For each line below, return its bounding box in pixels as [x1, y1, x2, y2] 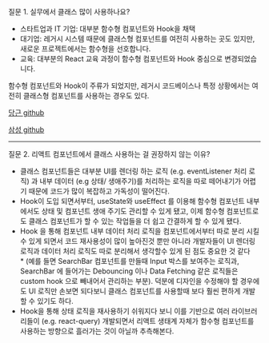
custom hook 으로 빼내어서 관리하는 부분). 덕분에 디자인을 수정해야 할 [19, 277, 239, 285]
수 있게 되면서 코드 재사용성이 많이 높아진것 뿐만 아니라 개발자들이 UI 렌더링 [19, 237, 256, 245]
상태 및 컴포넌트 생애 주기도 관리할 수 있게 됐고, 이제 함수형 [41, 206, 225, 216]
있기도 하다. [37, 297, 74, 305]
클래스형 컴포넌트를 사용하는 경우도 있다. [22, 91, 150, 100]
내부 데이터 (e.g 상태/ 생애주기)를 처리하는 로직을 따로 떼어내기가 [39, 177, 242, 185]
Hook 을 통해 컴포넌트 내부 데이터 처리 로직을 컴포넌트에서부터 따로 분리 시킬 [19, 226, 260, 236]
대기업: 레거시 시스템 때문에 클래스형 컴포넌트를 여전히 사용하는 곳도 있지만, [19, 34, 255, 43]
